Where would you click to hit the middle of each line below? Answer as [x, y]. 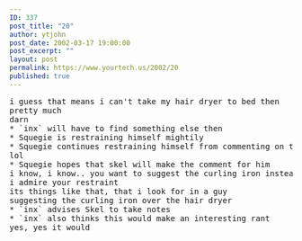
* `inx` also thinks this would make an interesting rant [140, 218]
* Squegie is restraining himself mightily [107, 137]
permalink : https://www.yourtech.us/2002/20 [94, 68]
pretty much [36, 110]
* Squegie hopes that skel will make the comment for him [140, 164]
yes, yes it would [50, 227]
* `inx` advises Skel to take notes [90, 209]
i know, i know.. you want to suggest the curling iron [135, 173]
